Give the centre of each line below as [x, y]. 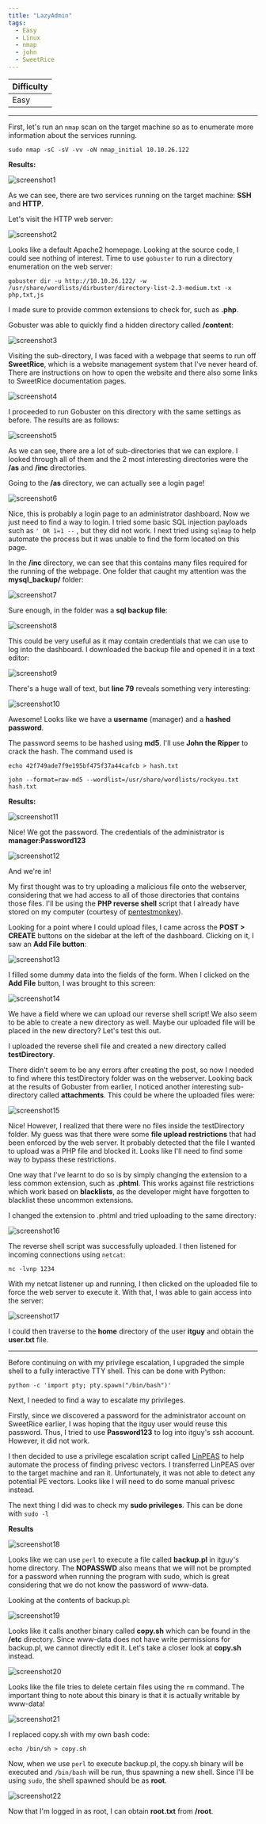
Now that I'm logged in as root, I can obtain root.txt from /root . [111, 1811]
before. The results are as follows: [64, 420]
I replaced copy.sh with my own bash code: [79, 1734]
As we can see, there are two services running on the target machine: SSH [130, 195]
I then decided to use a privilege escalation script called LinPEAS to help [126, 1456]
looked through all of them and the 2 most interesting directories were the [128, 459]
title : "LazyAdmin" [40, 15]
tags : [17, 23]
